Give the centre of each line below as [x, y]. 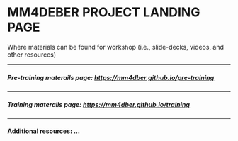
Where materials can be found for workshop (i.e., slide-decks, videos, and [116, 47]
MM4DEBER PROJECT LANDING [104, 12]
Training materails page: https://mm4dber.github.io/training [98, 104]
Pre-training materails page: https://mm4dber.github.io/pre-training [111, 77]
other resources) [32, 55]
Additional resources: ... [44, 131]
